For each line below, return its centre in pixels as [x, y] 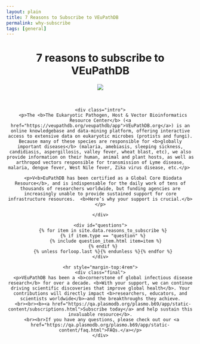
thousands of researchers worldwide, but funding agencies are [100, 189]
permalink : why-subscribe [38, 23]
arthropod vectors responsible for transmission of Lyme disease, [100, 162]
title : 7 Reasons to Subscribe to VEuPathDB [62, 17]
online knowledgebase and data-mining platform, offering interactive [100, 131]
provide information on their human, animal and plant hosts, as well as [100, 157]
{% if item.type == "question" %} [103, 236]
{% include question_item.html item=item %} [106, 241]
